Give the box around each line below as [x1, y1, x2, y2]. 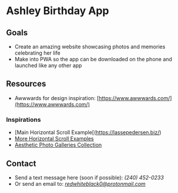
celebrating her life [14, 49, 61, 56]
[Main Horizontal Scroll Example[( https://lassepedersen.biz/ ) [14, 129, 162, 136]
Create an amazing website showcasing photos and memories [14, 43, 166, 50]
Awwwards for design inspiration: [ [14, 94, 99, 101]
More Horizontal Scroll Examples [14, 135, 94, 142]
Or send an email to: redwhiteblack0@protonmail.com [14, 180, 146, 187]
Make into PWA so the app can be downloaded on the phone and [14, 56, 172, 62]
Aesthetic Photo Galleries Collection [14, 141, 102, 148]
